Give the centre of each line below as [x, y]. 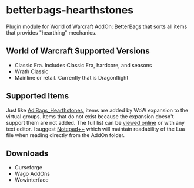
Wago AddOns [32, 174]
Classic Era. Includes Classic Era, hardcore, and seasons [83, 65]
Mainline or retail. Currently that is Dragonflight [71, 77]
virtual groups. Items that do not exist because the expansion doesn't [90, 116]
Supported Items [38, 96]
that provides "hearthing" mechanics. [51, 32]
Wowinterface [31, 180]
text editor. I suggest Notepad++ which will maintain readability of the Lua [96, 129]
